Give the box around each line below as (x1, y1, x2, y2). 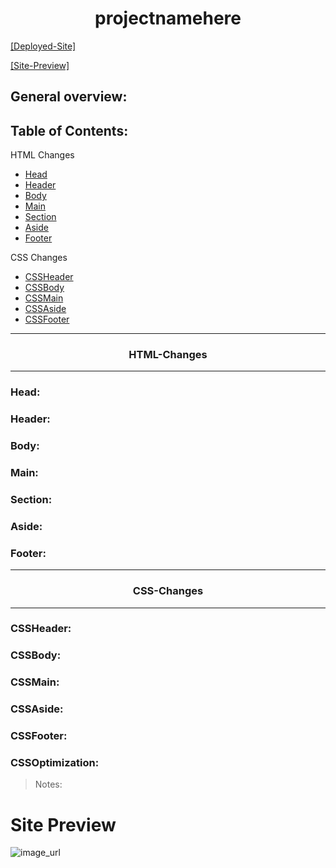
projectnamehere (94, 7, 242, 30)
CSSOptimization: (10, 756, 100, 770)
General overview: (10, 88, 128, 106)
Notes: (34, 778, 63, 791)
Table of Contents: (10, 122, 129, 139)
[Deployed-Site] (10, 40, 77, 52)
